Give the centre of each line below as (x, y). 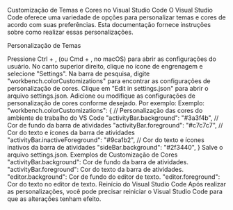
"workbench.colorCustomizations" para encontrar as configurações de (109, 81)
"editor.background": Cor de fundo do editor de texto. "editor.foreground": (114, 177)
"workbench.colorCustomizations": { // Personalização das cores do (105, 111)
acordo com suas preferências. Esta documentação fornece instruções (109, 25)
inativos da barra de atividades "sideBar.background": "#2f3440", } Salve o (115, 147)
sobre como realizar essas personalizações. (70, 32)
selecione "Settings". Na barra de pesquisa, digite (79, 73)
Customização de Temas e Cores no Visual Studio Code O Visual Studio (110, 10)
